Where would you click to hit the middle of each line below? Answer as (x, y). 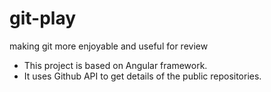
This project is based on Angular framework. (115, 65)
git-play (43, 18)
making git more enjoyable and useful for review (109, 46)
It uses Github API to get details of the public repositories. (142, 76)
